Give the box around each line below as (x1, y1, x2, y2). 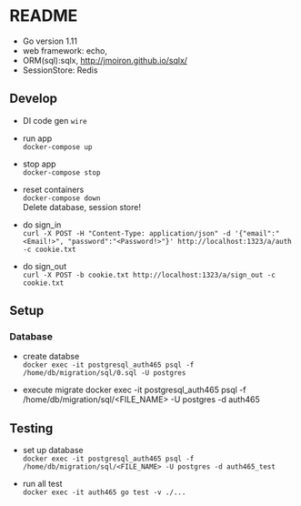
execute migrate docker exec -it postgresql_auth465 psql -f (22, 384, 246, 396)
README (9, 5, 78, 26)
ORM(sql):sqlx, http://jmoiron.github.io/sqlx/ (22, 55, 188, 66)
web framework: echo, (22, 45, 107, 56)
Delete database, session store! (22, 201, 141, 212)
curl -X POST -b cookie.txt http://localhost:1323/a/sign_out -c (22, 270, 276, 279)
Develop (9, 91, 57, 106)
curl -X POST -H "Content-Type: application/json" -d (22, 228, 231, 238)
